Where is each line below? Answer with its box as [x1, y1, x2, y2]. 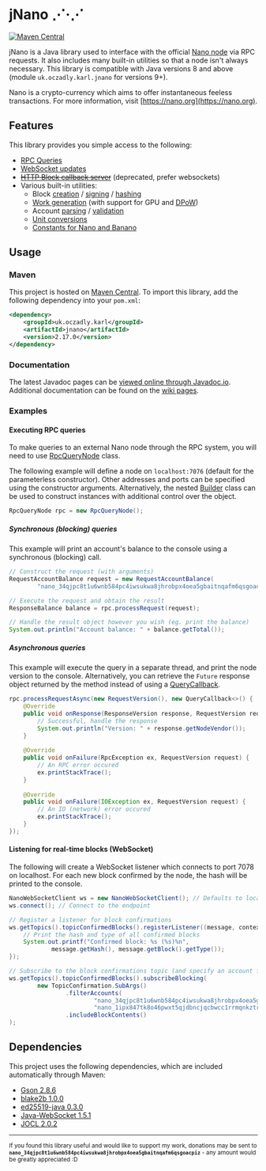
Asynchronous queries [9, 643, 86, 652]
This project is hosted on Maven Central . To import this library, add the [9, 287, 239, 297]
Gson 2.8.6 [20, 1085, 57, 1094]
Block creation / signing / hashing [32, 188, 141, 199]
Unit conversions [32, 214, 88, 223]
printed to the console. [9, 879, 83, 888]
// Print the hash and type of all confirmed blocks [23, 930, 200, 939]
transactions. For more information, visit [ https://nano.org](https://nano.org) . [9, 96, 258, 105]
